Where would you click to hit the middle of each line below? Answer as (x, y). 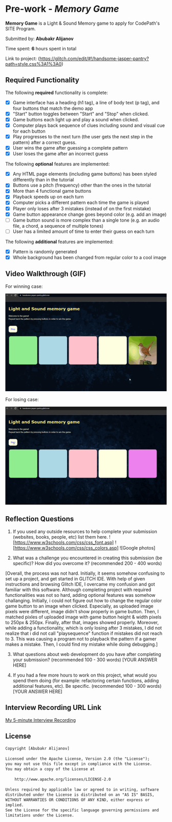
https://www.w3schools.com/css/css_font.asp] (64, 542)
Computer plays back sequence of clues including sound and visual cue (89, 125)
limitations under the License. (40, 815)
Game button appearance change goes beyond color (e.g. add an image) (90, 214)
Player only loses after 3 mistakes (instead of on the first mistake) (82, 208)
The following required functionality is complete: (57, 93)
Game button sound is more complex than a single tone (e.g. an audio (86, 220)
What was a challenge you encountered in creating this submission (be (88, 558)
